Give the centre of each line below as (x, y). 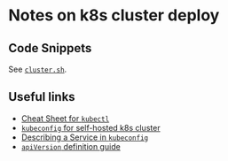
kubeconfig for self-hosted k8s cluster (90, 127)
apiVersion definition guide (71, 146)
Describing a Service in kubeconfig (84, 137)
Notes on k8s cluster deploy (114, 15)
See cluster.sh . (38, 69)
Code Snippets (50, 48)
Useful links (42, 97)
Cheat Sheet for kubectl (65, 118)
